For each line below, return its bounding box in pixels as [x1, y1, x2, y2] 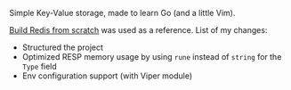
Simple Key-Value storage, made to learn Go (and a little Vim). [9, 8, 236, 18]
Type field [21, 61, 58, 71]
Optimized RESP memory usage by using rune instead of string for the [21, 52, 282, 61]
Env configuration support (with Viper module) [21, 70, 193, 81]
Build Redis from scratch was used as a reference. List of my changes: [9, 25, 268, 35]
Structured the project [21, 42, 104, 53]
